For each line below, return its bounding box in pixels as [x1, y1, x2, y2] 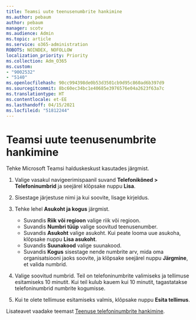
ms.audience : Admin [6, 31, 54, 37]
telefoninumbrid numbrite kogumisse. [14, 285, 106, 292]
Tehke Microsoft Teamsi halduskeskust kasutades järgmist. [6, 165, 150, 172]
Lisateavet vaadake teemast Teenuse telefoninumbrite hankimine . [6, 308, 165, 315]
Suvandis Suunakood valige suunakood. [23, 242, 122, 249]
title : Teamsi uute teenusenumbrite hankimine [6, 8, 122, 15]
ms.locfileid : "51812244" [6, 107, 69, 113]
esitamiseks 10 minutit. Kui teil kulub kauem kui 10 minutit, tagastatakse [14, 279, 187, 286]
